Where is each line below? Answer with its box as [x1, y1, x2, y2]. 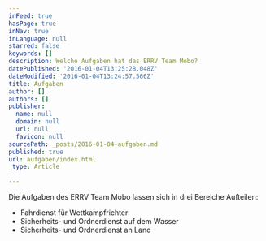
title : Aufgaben [8, 80, 63, 88]
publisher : [8, 102, 46, 110]
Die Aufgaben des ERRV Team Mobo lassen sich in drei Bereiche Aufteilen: [8, 192, 259, 202]
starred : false [8, 42, 60, 50]
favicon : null [15, 132, 63, 140]
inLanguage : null [8, 34, 68, 43]
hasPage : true [8, 19, 57, 28]
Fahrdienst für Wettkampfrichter [20, 208, 129, 217]
